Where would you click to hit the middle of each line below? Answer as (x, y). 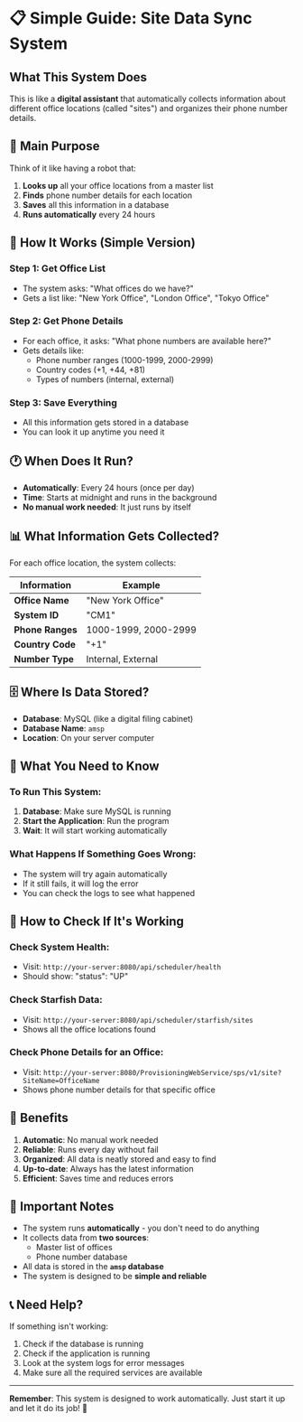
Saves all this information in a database (96, 204)
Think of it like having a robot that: (73, 168)
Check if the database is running (83, 1344)
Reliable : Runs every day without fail (91, 1149)
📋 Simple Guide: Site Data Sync (131, 19)
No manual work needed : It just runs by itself (107, 507)
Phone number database (82, 1257)
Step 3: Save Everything (63, 402)
